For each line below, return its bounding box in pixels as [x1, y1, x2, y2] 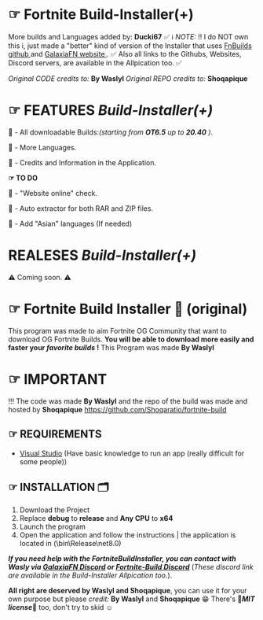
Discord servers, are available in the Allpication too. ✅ [8, 57, 182, 68]
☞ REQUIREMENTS [8, 427, 102, 441]
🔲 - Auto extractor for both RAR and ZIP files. [8, 203, 154, 213]
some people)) [19, 456, 68, 466]
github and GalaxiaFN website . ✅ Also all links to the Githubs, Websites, [8, 49, 242, 58]
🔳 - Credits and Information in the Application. [8, 157, 157, 167]
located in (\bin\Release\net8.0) [19, 539, 122, 548]
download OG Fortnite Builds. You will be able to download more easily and [8, 334, 254, 344]
